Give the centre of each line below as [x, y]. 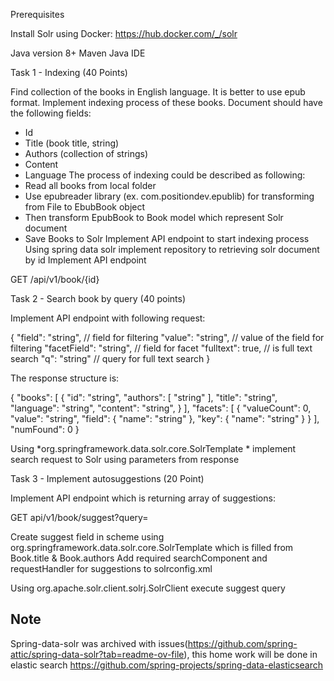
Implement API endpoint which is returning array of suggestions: [143, 498]
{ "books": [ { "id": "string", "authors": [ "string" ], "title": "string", [144, 397]
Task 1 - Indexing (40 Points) [69, 72]
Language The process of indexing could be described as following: [165, 175]
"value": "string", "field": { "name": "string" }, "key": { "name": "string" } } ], [165, 418]
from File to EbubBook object [85, 207]
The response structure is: [65, 378]
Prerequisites [37, 14]
